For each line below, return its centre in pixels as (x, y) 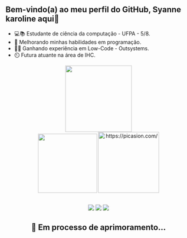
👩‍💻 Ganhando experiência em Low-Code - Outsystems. (81, 48)
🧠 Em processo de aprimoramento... (99, 227)
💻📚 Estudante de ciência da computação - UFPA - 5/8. (82, 33)
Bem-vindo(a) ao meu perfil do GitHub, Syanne (93, 10)
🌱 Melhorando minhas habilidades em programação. (78, 42)
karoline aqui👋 (32, 19)
